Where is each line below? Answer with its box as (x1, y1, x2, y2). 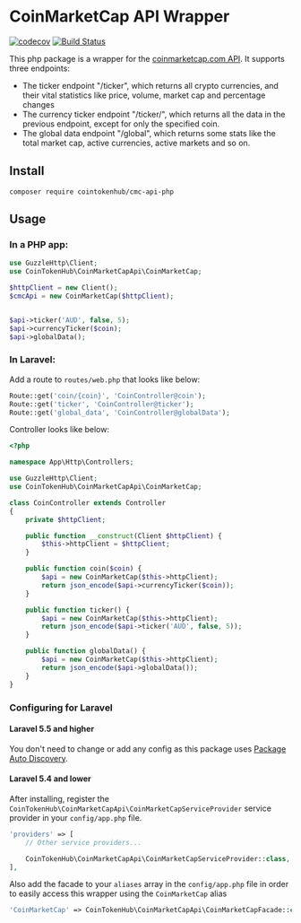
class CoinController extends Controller (9, 498, 167, 508)
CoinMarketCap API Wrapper (9, 6, 230, 27)
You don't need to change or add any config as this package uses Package (9, 743, 287, 754)
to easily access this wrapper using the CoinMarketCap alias (9, 888, 228, 899)
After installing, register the (9, 793, 110, 804)
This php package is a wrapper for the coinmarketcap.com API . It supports (9, 53, 285, 64)
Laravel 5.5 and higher (9, 724, 95, 735)
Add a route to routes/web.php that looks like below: (9, 374, 201, 385)
